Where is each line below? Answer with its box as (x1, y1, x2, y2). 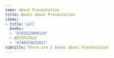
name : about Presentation (5, 7, 59, 13)
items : (5, 17, 19, 22)
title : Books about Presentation (5, 12, 75, 17)
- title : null (5, 21, 35, 27)
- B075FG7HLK (10, 36, 37, 41)
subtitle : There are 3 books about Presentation (5, 45, 109, 50)
